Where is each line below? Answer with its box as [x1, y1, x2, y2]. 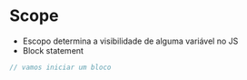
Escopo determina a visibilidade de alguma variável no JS [22, 35, 239, 46]
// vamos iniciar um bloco [9, 63, 112, 72]
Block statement [22, 45, 84, 55]
